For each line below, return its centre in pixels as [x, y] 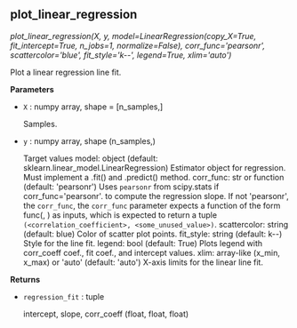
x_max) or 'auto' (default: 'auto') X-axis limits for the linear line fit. [143, 262]
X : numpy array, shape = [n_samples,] [93, 107]
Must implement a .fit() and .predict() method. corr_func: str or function [153, 177]
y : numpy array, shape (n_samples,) [89, 140]
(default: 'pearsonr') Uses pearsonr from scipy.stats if [121, 187]
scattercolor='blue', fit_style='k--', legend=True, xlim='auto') [121, 55]
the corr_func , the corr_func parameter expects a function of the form [152, 205]
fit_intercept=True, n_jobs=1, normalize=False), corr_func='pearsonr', [138, 45]
